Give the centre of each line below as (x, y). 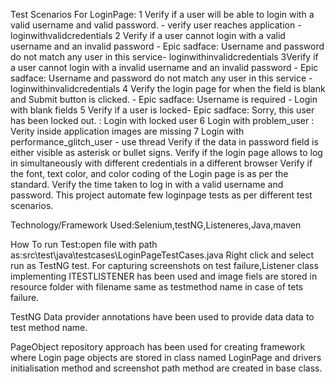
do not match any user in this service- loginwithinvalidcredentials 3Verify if (164, 57)
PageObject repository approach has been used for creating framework (158, 347)
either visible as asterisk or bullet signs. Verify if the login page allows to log (166, 152)
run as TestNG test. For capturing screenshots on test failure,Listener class (164, 265)
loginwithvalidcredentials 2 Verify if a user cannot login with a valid (148, 35)
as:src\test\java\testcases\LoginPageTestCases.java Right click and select (162, 255)
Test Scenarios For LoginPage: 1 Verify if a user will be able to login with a (162, 14)
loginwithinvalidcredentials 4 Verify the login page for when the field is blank (168, 88)
